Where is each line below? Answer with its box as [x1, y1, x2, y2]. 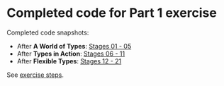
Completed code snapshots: [6, 28, 89, 37]
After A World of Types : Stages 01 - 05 [16, 42, 132, 50]
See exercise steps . [6, 70, 65, 79]
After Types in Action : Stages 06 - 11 [16, 49, 125, 58]
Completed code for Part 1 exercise [6, 5, 217, 21]
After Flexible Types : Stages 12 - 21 [16, 56, 122, 65]
